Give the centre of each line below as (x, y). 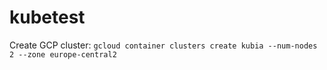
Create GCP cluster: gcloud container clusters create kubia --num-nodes (163, 45)
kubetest (47, 17)
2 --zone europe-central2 (63, 54)
